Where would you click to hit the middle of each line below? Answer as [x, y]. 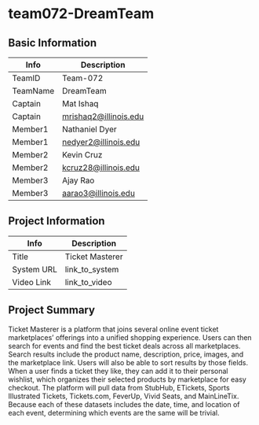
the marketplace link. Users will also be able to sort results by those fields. [128, 362]
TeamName [33, 91]
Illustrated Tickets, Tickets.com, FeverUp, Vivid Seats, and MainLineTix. [124, 396]
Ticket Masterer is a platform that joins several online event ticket [113, 329]
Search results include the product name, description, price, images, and [126, 354]
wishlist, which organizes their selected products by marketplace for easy [128, 379]
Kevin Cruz [82, 155]
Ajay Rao [78, 180]
